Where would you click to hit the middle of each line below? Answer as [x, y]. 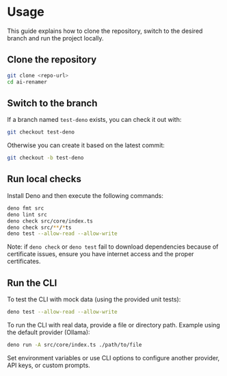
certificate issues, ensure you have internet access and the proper [101, 254]
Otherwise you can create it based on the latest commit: [86, 145]
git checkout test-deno [41, 132]
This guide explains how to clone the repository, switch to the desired [105, 31]
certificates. [24, 262]
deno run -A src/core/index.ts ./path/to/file [75, 344]
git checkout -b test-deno [45, 158]
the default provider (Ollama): [49, 332]
